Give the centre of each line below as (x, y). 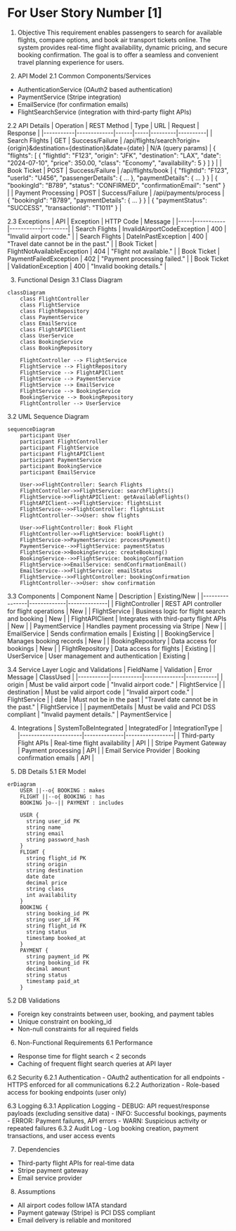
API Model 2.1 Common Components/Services (84, 76)
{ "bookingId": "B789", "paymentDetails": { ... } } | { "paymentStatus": (107, 200)
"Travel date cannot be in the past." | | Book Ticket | (82, 243)
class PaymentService (51, 317)
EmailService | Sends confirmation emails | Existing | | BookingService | (111, 633)
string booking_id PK (58, 913)
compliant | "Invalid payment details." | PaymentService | (90, 714)
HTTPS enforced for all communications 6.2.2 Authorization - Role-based (113, 1085)
